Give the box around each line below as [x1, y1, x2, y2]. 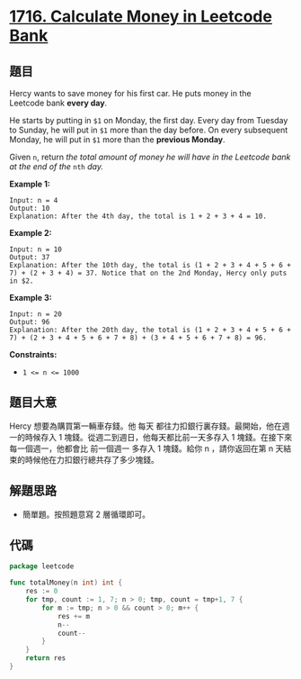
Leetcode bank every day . [9, 97, 108, 108]
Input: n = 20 [9, 310, 63, 319]
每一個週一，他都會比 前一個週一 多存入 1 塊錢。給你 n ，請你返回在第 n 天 [9, 443, 284, 454]
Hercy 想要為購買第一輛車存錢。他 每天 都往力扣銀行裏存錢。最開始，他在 [9, 421, 283, 431]
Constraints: [9, 349, 58, 359]
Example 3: [9, 293, 52, 303]
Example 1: [9, 178, 51, 189]
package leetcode [9, 562, 75, 571]
